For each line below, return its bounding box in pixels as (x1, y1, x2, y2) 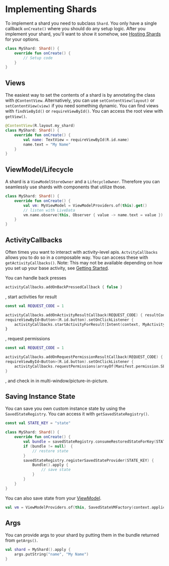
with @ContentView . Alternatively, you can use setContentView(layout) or (5, 97, 155, 104)
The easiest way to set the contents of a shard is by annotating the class (5, 92, 155, 98)
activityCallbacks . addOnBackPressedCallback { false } (5, 285, 123, 290)
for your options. (5, 36, 40, 42)
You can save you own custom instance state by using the (5, 405, 126, 411)
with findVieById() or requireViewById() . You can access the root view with (5, 108, 163, 114)
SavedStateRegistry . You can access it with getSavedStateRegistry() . (5, 411, 149, 417)
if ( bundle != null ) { (23, 444, 73, 449)
